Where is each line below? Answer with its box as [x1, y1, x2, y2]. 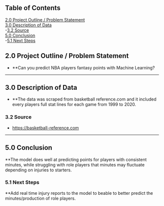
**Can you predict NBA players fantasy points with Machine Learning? [12, 64, 155, 70]
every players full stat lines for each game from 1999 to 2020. [12, 102, 137, 107]
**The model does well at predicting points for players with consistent [5, 156, 147, 163]
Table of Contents [5, 4, 61, 12]
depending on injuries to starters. [5, 167, 72, 173]
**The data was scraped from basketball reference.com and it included [12, 96, 157, 102]
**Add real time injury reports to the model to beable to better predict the [5, 190, 153, 196]
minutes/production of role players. [5, 195, 76, 201]
